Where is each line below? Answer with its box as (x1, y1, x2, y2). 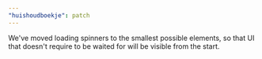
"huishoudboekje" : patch (8, 11, 90, 20)
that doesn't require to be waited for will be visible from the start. (8, 41, 220, 51)
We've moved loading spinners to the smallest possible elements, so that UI (8, 33, 255, 42)
